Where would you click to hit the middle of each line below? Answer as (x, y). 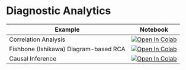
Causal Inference (33, 58)
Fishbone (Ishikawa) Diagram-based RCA (67, 49)
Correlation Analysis (37, 39)
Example (67, 29)
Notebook (154, 29)
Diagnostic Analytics (59, 11)
